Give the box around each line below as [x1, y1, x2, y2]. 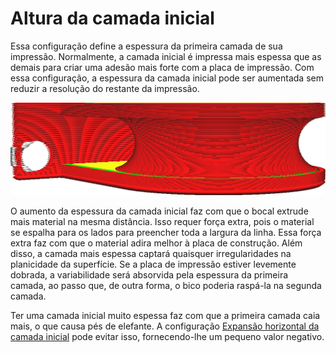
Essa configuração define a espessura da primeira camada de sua [10, 40, 283, 52]
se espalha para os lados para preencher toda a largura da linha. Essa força [10, 227, 322, 239]
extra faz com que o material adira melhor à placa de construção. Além [10, 237, 303, 249]
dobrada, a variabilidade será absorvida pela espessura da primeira [10, 269, 289, 281]
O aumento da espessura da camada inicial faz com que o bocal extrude [10, 205, 309, 217]
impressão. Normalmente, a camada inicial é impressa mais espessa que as [10, 50, 322, 62]
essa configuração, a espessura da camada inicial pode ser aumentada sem [10, 72, 324, 84]
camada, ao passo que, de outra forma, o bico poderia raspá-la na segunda [10, 280, 322, 292]
